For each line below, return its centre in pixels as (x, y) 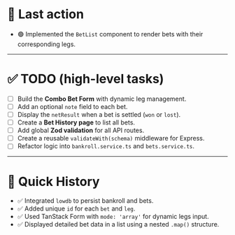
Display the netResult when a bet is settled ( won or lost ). (99, 114)
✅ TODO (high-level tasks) (86, 79)
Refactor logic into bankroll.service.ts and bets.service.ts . (106, 146)
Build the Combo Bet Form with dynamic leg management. (102, 99)
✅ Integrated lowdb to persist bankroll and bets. (85, 201)
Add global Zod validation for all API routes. (81, 130)
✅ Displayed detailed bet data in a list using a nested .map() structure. (118, 225)
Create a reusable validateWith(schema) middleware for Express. (111, 138)
